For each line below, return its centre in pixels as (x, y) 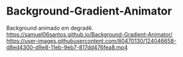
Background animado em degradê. (50, 28)
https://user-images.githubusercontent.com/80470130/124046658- (91, 41)
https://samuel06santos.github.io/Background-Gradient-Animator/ (89, 34)
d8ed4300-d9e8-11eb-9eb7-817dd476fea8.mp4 (67, 47)
